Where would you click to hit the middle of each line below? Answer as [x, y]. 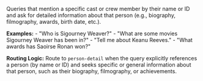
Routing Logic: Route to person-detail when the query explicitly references [102, 58]
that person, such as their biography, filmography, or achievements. [92, 71]
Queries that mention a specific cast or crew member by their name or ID [98, 9]
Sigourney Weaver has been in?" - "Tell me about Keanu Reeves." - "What [99, 40]
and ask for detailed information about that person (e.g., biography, [91, 15]
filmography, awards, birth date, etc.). [54, 22]
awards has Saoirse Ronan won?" [49, 46]
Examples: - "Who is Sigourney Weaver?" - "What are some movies [92, 33]
